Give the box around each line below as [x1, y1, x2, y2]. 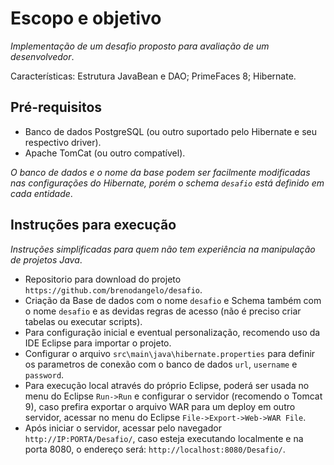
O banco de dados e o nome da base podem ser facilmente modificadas [10, 166, 311, 178]
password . [24, 368, 65, 381]
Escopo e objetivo [10, 7, 162, 30]
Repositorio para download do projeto [24, 273, 182, 285]
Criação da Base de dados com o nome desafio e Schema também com [24, 294, 322, 306]
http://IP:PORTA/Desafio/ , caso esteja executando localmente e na [24, 432, 304, 444]
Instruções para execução [10, 217, 177, 234]
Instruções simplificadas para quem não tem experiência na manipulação [10, 243, 316, 255]
